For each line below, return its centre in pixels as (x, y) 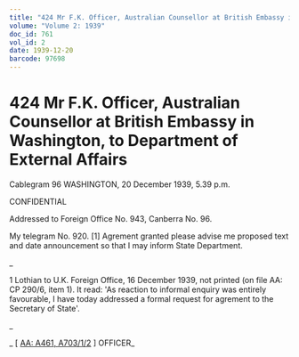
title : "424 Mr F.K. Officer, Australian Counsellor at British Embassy (147, 17)
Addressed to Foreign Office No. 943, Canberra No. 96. (111, 218)
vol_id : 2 (28, 42)
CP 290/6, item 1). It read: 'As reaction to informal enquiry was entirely (138, 289)
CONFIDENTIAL (38, 201)
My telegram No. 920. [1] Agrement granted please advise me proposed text (149, 236)
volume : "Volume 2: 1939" (57, 26)
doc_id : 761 (31, 34)
